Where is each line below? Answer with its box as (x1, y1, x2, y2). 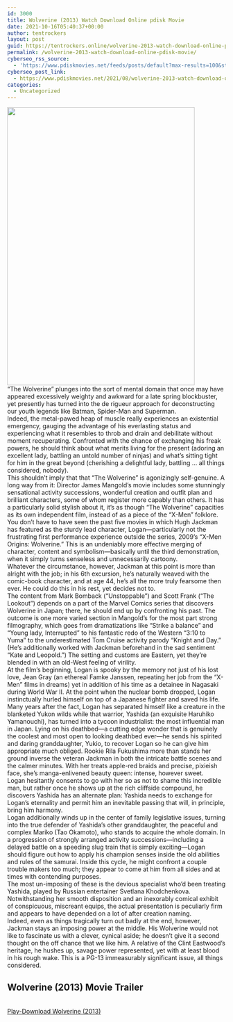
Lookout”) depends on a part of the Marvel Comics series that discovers (7, 599, 214, 608)
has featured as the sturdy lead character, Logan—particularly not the (7, 526, 207, 534)
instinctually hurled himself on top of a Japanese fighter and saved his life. (7, 695, 221, 704)
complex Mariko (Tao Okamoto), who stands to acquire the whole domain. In (7, 828, 225, 836)
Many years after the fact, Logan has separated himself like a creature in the (7, 703, 225, 711)
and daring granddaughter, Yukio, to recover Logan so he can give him (7, 740, 209, 748)
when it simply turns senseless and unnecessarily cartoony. (7, 555, 178, 563)
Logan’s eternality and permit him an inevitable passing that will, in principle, (7, 799, 225, 807)
